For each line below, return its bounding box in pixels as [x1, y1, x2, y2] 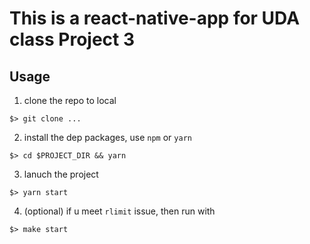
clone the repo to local [23, 95, 117, 106]
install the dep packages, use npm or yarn [23, 132, 192, 143]
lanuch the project [23, 168, 99, 180]
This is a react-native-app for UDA [9, 7, 301, 30]
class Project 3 [9, 28, 136, 51]
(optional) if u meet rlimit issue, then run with [23, 205, 216, 217]
